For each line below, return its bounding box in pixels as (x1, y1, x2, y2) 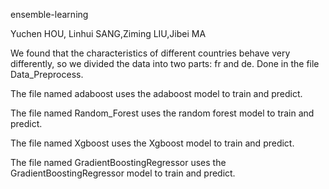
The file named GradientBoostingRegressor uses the (10, 157, 227, 168)
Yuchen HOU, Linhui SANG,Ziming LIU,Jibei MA (10, 28, 207, 39)
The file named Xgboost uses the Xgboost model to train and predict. (10, 137, 295, 149)
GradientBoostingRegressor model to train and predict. (10, 167, 236, 179)
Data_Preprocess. (10, 69, 84, 80)
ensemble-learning (10, 9, 89, 20)
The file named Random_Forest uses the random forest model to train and (10, 107, 315, 119)
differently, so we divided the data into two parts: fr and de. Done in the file (10, 58, 320, 69)
